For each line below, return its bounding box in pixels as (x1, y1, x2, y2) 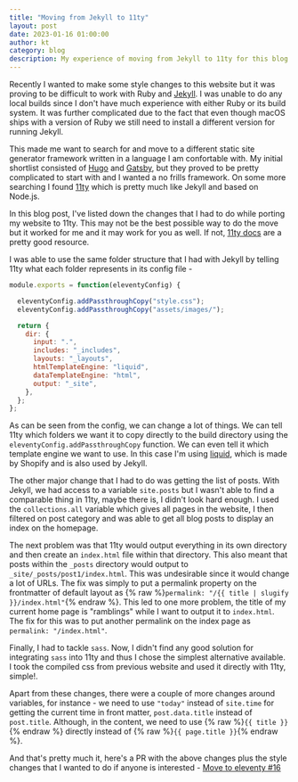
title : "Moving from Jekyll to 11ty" (9, 12, 149, 22)
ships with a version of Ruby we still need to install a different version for (9, 117, 276, 128)
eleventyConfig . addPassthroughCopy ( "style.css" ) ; (17, 296, 205, 306)
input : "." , (32, 338, 77, 347)
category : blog (9, 46, 66, 55)
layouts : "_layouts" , (32, 354, 114, 364)
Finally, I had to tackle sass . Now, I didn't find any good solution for (9, 643, 254, 654)
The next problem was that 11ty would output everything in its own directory (9, 540, 287, 551)
